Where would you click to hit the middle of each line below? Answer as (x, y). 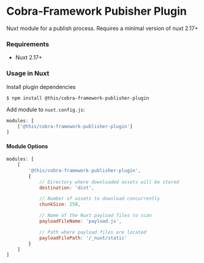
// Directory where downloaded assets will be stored (109, 182)
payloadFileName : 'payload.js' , (80, 221)
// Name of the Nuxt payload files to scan (95, 216)
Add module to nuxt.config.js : (46, 110)
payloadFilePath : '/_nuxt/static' (83, 238)
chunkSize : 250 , (60, 204)
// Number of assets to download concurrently (100, 199)
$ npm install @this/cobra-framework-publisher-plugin (78, 98)
